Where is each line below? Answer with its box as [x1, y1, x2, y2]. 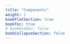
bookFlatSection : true [5, 17, 54, 22]
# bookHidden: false [5, 26, 50, 31]
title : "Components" [5, 7, 50, 13]
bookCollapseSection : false [5, 31, 65, 36]
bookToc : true [5, 21, 36, 27]
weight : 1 [5, 12, 27, 17]
